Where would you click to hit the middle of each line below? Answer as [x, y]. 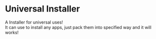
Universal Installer [42, 9]
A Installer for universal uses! [34, 22]
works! [12, 32]
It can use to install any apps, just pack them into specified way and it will [78, 27]
